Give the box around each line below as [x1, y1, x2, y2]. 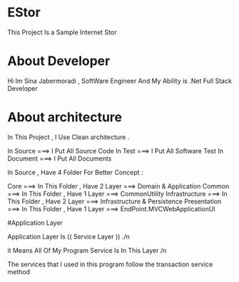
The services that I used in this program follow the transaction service [7, 260, 213, 268]
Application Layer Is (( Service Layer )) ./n [7, 232, 130, 241]
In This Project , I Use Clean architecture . [7, 133, 130, 141]
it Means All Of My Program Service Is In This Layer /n [7, 246, 167, 254]
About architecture [7, 109, 123, 126]
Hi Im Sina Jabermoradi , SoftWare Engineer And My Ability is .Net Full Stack [7, 76, 232, 85]
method [7, 267, 31, 276]
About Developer [7, 53, 111, 69]
